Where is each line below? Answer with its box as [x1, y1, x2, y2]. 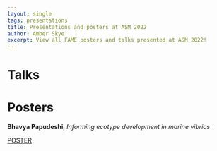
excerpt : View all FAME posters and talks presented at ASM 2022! [7, 37, 207, 44]
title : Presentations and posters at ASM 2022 [7, 23, 147, 30]
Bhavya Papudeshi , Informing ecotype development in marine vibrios [7, 123, 211, 131]
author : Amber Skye [7, 30, 65, 37]
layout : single [7, 10, 52, 18]
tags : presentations [7, 17, 69, 24]
